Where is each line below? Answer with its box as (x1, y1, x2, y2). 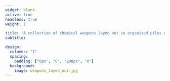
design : (5, 45, 22, 50)
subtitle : (5, 35, 26, 40)
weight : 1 (5, 21, 26, 27)
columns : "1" (10, 49, 37, 54)
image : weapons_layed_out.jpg (14, 68, 78, 73)
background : (10, 63, 35, 68)
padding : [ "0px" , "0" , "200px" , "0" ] (14, 59, 94, 64)
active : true (5, 12, 33, 17)
